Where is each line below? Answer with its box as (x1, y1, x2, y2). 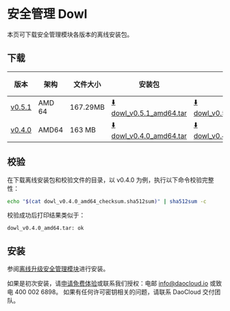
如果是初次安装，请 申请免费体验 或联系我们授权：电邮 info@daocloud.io (7, 279, 209, 288)
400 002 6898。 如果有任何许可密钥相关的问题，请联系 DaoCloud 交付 (14, 288, 215, 296)
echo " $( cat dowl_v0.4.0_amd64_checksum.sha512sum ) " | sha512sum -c (7, 198, 207, 205)
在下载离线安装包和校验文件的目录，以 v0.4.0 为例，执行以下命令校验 (7, 176, 203, 184)
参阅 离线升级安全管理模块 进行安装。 (7, 265, 110, 273)
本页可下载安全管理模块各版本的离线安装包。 (7, 30, 133, 38)
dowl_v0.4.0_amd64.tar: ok (7, 224, 84, 232)
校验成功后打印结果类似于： (7, 211, 86, 220)
